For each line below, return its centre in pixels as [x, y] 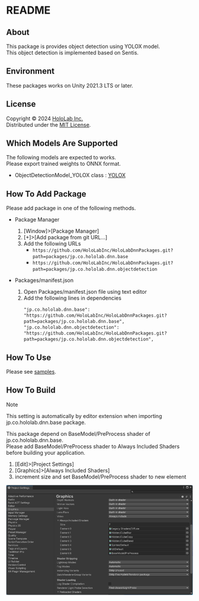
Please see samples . [31, 372]
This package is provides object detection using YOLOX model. [83, 46]
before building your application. [46, 452]
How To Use [29, 357]
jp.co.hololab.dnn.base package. [46, 422]
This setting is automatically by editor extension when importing [84, 416]
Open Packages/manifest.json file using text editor [85, 292]
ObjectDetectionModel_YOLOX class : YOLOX [70, 175]
